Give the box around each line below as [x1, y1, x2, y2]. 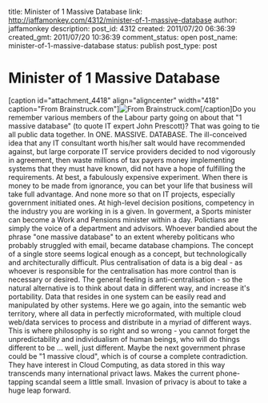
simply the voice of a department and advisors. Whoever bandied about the [8, 223, 258, 233]
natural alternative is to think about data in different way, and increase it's [8, 283, 250, 292]
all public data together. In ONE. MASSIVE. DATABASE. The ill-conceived [8, 129, 247, 139]
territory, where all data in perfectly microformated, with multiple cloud [8, 308, 242, 318]
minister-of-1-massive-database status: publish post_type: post [8, 41, 218, 51]
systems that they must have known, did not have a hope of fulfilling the [8, 164, 246, 173]
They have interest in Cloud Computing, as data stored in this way [8, 360, 226, 369]
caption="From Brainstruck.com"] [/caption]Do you [8, 104, 256, 113]
